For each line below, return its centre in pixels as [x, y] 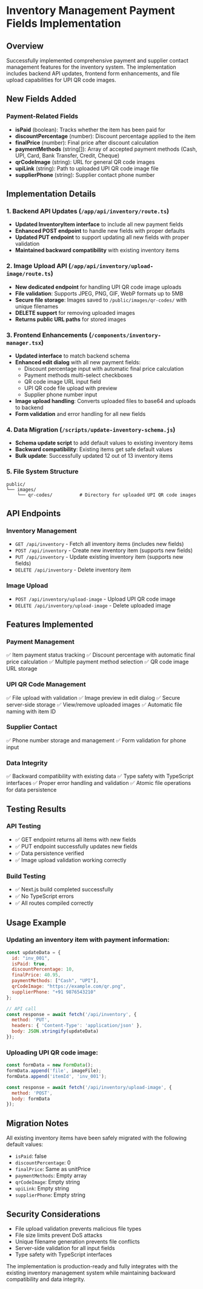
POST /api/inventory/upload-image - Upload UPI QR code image [95, 599]
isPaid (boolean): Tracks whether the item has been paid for [90, 130]
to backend [29, 407]
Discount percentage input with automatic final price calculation [104, 368]
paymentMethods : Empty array [51, 1176]
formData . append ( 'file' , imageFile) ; [54, 1071]
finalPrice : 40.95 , [36, 975]
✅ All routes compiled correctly [54, 903]
